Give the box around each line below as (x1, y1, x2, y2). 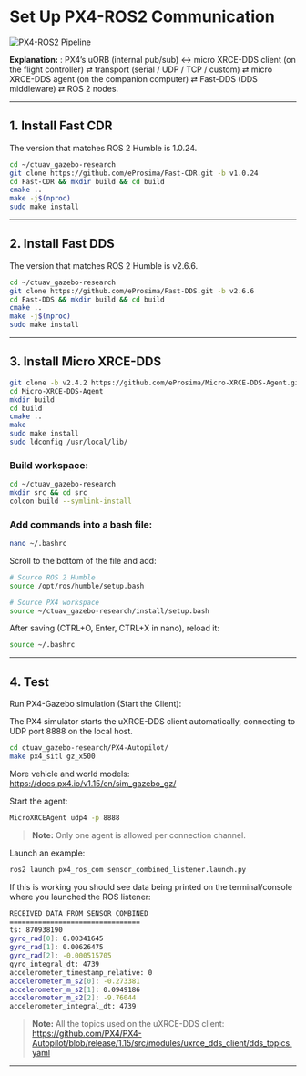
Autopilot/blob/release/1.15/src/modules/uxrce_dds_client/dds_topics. (31, 1038, 293, 1049)
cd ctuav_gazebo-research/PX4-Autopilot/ (9, 743, 169, 753)
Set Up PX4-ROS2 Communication (9, 6, 275, 27)
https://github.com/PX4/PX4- (31, 1028, 143, 1040)
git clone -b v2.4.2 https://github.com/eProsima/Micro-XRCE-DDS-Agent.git (9, 378, 303, 387)
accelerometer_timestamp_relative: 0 (9, 968, 153, 977)
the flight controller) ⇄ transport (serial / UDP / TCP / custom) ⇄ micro (9, 64, 273, 75)
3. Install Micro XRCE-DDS (9, 354, 162, 370)
